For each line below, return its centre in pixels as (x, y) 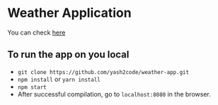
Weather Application (70, 13)
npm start (32, 87)
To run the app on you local (68, 55)
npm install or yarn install (59, 79)
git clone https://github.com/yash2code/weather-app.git (103, 72)
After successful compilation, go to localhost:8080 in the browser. (114, 94)
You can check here (36, 32)
